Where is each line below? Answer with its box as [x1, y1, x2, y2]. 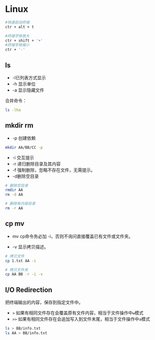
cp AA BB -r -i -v [5, 272, 43, 277]
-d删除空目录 [12, 173, 39, 179]
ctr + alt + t [5, 24, 35, 29]
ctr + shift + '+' [5, 38, 43, 43]
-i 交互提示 [12, 155, 35, 161]
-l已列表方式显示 [12, 75, 46, 80]
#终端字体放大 [5, 33, 30, 38]
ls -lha [5, 108, 21, 113]
